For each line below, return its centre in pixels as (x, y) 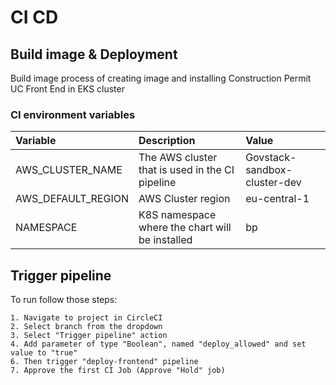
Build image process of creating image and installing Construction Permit (161, 78)
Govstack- (271, 158)
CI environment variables (73, 114)
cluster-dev (273, 183)
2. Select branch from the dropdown (86, 327)
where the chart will (185, 228)
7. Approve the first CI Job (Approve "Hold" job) (118, 371)
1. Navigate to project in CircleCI (86, 318)
